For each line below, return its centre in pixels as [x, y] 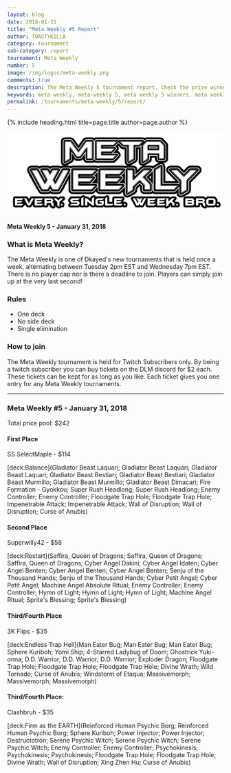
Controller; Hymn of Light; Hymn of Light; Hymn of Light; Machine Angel [109, 592]
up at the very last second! [45, 281]
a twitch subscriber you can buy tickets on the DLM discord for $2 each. [110, 369]
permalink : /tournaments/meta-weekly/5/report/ [77, 102]
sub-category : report [38, 51]
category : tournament [38, 44]
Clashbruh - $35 [30, 712]
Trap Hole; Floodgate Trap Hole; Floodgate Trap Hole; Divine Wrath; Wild [110, 666]
